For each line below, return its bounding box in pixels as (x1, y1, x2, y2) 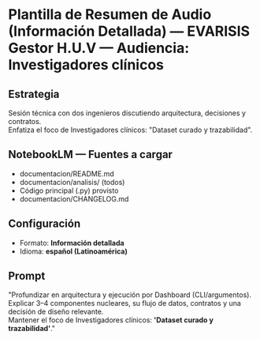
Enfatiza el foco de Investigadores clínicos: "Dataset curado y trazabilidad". (8, 125, 253, 134)
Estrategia (8, 87, 60, 100)
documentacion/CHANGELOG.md (19, 194, 129, 203)
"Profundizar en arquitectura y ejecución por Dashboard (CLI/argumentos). (8, 290, 252, 299)
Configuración (8, 217, 81, 231)
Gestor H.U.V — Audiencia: (8, 40, 190, 57)
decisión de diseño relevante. (8, 307, 104, 317)
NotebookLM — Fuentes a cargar (8, 148, 173, 161)
